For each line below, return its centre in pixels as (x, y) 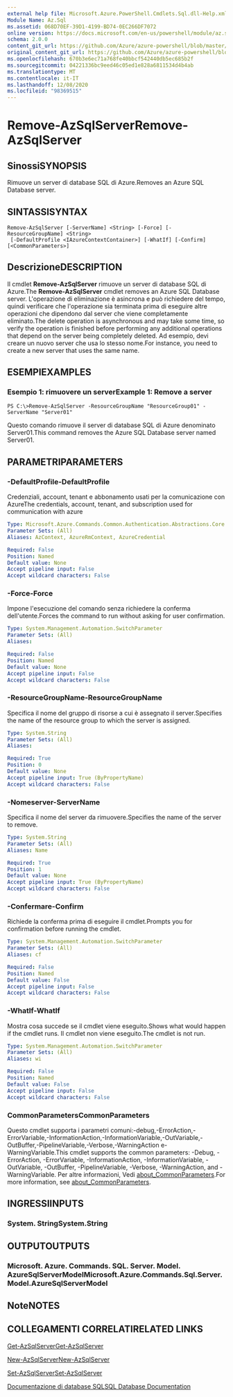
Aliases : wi (24, 1059)
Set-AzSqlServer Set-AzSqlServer (55, 1373)
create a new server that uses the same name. (74, 350)
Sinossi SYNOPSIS (47, 166)
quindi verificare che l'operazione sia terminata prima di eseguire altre (107, 306)
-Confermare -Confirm (45, 906)
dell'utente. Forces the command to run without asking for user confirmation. (116, 616)
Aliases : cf (24, 955)
